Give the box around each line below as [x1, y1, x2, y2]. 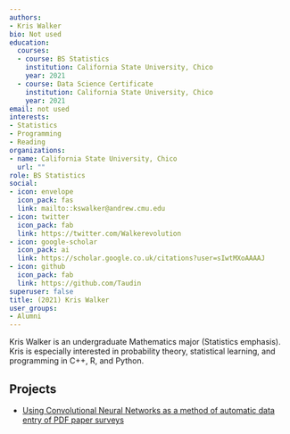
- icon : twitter [9, 212, 70, 221]
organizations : [9, 146, 66, 154]
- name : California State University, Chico [9, 154, 178, 163]
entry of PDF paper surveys [21, 414, 125, 425]
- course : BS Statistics [17, 54, 110, 63]
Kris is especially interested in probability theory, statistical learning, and [9, 346, 276, 357]
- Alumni [9, 312, 42, 321]
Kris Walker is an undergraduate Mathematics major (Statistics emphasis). [9, 337, 281, 347]
